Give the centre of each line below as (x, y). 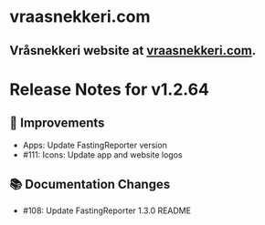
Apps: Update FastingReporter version (95, 145)
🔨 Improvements (57, 123)
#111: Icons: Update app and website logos (102, 154)
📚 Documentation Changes (90, 184)
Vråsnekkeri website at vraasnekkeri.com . (133, 51)
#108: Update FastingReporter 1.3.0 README (107, 210)
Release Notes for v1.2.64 (110, 89)
